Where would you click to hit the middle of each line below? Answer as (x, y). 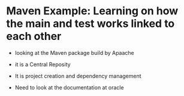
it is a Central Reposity (43, 64)
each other (34, 36)
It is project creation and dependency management (78, 76)
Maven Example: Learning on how (92, 11)
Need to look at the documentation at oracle (69, 87)
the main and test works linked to (91, 24)
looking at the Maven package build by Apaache (75, 52)
